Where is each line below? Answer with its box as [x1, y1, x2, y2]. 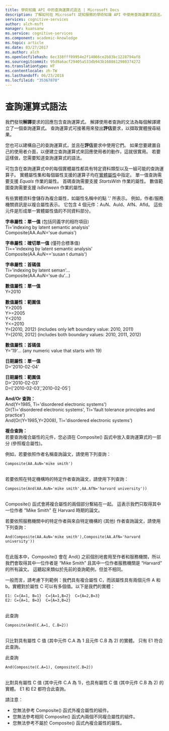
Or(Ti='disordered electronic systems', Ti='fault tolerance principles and [5, 406, 155, 412]
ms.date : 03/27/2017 [5, 45, 49, 50]
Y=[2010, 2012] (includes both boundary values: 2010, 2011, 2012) [5, 331, 141, 337]
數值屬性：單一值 [5, 283, 41, 289]
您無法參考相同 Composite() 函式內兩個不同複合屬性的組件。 [12, 713, 138, 719]
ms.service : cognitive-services [5, 31, 73, 36]
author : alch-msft [5, 21, 44, 27]
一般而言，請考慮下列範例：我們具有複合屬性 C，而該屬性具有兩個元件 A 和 [5, 577, 161, 583]
